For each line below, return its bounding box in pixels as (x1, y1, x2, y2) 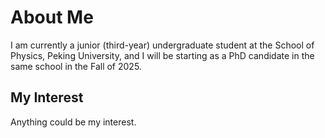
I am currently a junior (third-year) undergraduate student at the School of (10, 39, 315, 51)
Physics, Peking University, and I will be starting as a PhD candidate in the (10, 49, 315, 61)
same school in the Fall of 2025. (10, 60, 142, 72)
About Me (10, 6, 94, 29)
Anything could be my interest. (10, 116, 137, 128)
